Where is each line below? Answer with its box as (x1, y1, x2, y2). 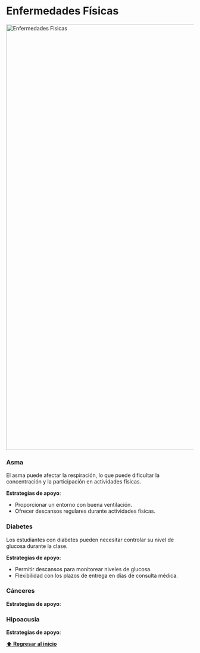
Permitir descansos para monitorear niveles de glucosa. (14, 565, 152, 572)
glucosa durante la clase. (6, 542, 68, 550)
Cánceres (6, 587, 35, 595)
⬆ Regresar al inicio (6, 640, 57, 648)
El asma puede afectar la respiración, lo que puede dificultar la (6, 472, 160, 479)
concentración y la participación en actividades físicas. (6, 478, 142, 485)
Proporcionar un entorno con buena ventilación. (14, 501, 133, 509)
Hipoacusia (6, 615, 40, 623)
